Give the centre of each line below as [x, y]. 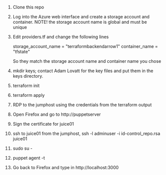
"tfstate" [21, 52]
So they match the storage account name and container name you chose [87, 61]
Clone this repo [28, 7]
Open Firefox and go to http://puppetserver [57, 114]
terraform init [26, 86]
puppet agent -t [29, 158]
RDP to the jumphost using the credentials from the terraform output [82, 105]
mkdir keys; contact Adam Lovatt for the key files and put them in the [83, 71]
